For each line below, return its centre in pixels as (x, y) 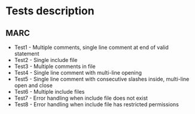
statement (27, 54)
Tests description (50, 11)
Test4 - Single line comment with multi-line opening (78, 73)
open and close (33, 85)
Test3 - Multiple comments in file (55, 66)
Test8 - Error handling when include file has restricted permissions (96, 104)
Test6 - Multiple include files (49, 92)
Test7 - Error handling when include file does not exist (81, 98)
